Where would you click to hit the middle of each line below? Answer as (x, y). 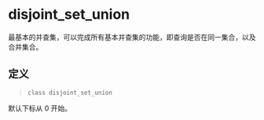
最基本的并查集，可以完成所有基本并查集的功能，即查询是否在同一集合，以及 (132, 37)
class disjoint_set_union (70, 93)
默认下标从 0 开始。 (40, 108)
